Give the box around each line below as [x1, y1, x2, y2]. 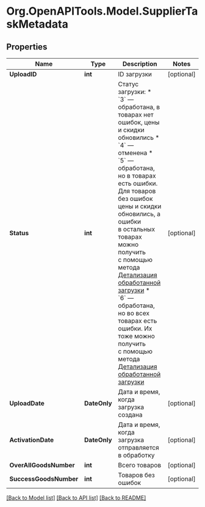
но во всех [118, 309, 149, 317]
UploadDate [9, 399, 45, 407]
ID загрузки [118, 70, 153, 78]
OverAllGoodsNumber [9, 461, 75, 469]
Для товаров [118, 187, 156, 195]
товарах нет [118, 111, 154, 119]
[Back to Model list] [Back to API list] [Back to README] [6, 494, 146, 502]
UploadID [9, 70, 37, 78]
